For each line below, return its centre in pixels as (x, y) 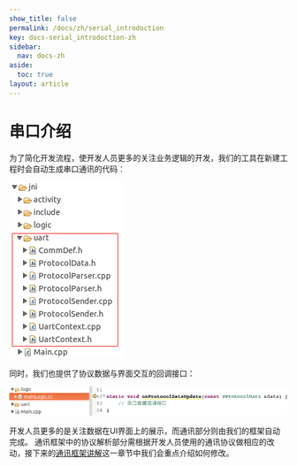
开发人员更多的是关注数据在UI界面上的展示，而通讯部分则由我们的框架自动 (145, 431)
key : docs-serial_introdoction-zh (73, 37)
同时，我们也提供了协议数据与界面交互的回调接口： (102, 373)
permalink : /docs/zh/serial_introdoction (87, 28)
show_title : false (43, 19)
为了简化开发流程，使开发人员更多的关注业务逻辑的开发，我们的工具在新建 (145, 157)
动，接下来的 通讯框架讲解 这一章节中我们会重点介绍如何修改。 (122, 453)
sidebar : (25, 47)
